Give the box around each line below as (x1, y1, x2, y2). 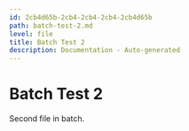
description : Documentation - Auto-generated (9, 46, 180, 55)
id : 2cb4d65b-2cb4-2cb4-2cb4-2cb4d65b (9, 12, 153, 22)
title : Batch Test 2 (9, 37, 86, 47)
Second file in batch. (9, 113, 85, 124)
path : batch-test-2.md (9, 21, 93, 30)
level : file (9, 29, 53, 38)
